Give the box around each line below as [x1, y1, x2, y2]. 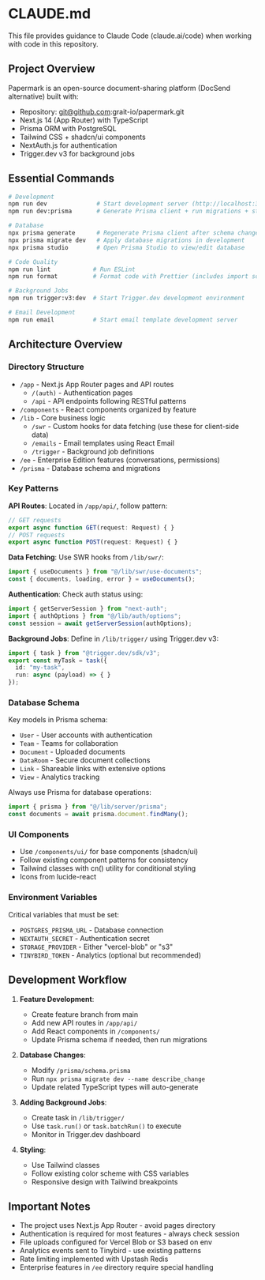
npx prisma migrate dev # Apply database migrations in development [8, 236, 245, 244]
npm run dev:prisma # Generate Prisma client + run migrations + [8, 207, 248, 216]
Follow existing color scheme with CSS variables [31, 1169, 189, 1178]
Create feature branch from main [31, 1009, 139, 1019]
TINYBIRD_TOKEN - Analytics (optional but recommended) [19, 950, 202, 960]
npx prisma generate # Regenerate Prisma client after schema [8, 229, 235, 237]
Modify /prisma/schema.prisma [31, 1065, 131, 1075]
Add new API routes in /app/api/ [31, 1018, 138, 1027]
